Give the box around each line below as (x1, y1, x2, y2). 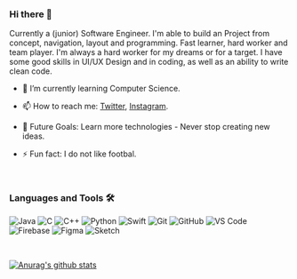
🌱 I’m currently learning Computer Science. (21, 84, 181, 94)
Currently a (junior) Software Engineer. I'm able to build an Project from (9, 28, 269, 39)
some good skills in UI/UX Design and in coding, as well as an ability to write (9, 57, 289, 68)
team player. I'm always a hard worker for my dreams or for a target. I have (9, 47, 283, 58)
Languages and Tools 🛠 (9, 192, 116, 204)
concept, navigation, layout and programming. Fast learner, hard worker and (9, 37, 288, 48)
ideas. (21, 131, 45, 141)
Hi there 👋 (9, 8, 53, 20)
